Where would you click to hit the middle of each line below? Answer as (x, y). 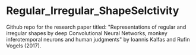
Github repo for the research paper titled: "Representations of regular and (96, 27)
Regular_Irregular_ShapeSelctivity (93, 11)
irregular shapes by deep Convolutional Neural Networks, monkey (87, 33)
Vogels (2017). (24, 46)
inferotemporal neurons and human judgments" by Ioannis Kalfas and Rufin (98, 39)
